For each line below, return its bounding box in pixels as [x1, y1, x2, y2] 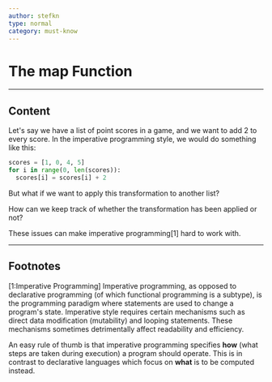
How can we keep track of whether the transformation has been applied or [8, 204, 257, 213]
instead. [8, 366, 36, 376]
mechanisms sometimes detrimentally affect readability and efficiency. [8, 324, 244, 333]
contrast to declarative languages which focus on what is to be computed [8, 357, 255, 367]
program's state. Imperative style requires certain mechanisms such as [8, 307, 245, 316]
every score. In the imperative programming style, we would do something [8, 135, 257, 144]
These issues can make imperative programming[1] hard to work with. [8, 228, 241, 238]
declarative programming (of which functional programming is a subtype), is [8, 290, 262, 299]
